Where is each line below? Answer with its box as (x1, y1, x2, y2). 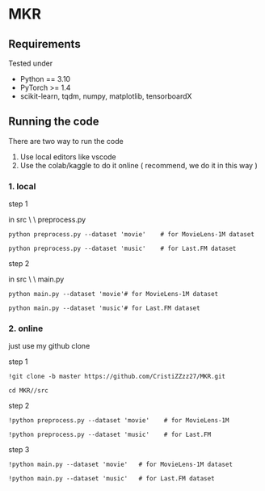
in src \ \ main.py (8, 274, 65, 284)
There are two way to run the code (8, 136, 124, 146)
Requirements (8, 37, 81, 51)
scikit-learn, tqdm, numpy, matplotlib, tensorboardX (19, 91, 192, 101)
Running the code (8, 115, 99, 129)
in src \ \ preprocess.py (8, 215, 86, 225)
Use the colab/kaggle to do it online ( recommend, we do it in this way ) (19, 160, 258, 170)
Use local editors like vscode (19, 151, 117, 162)
